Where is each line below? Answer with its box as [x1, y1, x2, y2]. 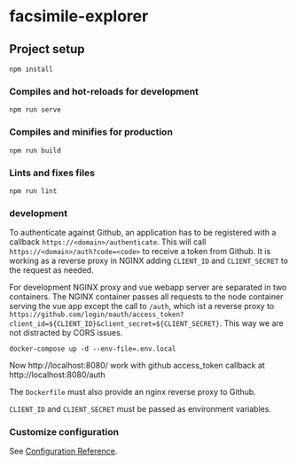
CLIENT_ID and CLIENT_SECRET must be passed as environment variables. [9, 404, 272, 415]
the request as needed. [9, 265, 95, 275]
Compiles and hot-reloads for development [9, 85, 199, 97]
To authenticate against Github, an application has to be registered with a [9, 228, 277, 238]
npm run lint [9, 186, 58, 196]
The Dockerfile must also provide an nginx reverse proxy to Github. [9, 387, 257, 398]
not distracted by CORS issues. [9, 328, 123, 338]
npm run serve [9, 105, 62, 114]
